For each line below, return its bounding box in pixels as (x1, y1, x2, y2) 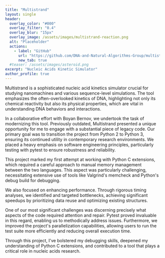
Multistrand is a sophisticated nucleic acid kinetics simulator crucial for (5, 85, 149, 91)
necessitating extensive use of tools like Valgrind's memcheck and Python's (5, 172, 159, 178)
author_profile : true (5, 72, 50, 76)
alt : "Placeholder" (9, 39, 50, 44)
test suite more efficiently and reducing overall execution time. (5, 228, 132, 234)
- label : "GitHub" (14, 48, 52, 53)
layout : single (5, 12, 36, 17)
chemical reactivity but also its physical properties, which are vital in (5, 101, 143, 107)
